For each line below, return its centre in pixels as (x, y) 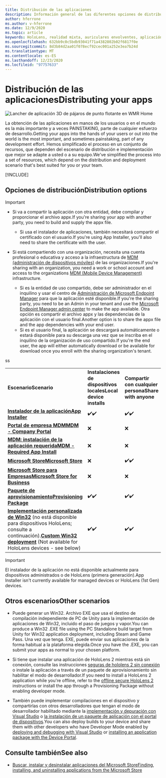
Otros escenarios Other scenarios (58, 601)
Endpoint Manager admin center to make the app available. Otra (84, 309)
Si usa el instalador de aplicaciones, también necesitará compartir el (89, 232)
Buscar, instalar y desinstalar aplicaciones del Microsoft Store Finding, (83, 765)
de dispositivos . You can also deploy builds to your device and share (81, 721)
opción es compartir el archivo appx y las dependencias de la (82, 314)
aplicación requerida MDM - (41, 446)
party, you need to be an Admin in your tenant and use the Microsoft (89, 303)
